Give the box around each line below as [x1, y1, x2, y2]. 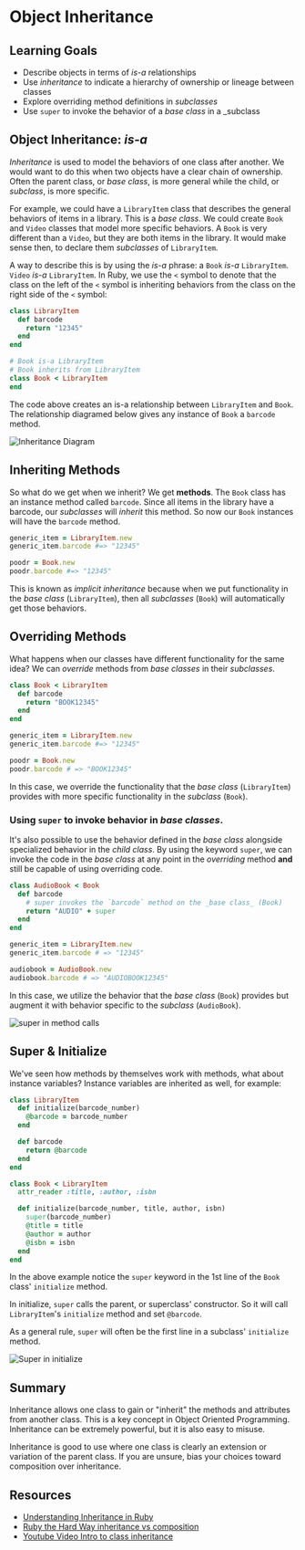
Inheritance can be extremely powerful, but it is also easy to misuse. [9, 1424, 266, 1435]
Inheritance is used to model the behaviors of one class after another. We [9, 156, 285, 167]
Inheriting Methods [9, 463, 121, 478]
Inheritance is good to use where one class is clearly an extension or [9, 1441, 267, 1452]
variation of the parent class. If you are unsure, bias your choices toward [9, 1451, 282, 1462]
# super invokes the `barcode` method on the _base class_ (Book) [25, 897, 283, 907]
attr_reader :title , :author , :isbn [17, 1188, 157, 1197]
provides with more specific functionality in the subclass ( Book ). [9, 791, 249, 801]
